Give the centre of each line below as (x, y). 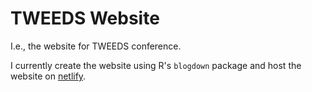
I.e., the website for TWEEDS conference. (96, 46)
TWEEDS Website (85, 18)
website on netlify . (48, 76)
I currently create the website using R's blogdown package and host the (156, 65)
